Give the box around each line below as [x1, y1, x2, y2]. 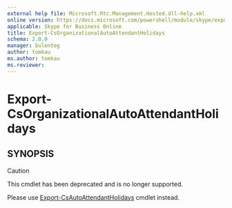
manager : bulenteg [7, 42, 60, 49]
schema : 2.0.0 [7, 36, 48, 43]
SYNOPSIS [7, 148, 55, 160]
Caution [7, 167, 30, 175]
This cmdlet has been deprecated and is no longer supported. [7, 180, 184, 188]
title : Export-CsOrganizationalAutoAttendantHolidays [7, 29, 166, 37]
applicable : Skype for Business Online [7, 23, 122, 30]
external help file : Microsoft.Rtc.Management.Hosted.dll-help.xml [7, 10, 206, 17]
